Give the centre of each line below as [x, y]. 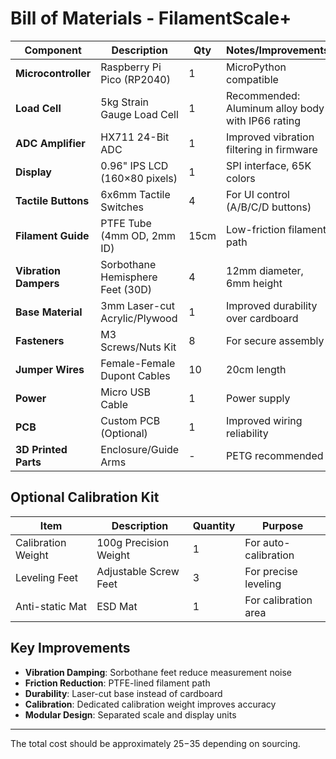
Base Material [49, 312]
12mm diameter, [265, 270]
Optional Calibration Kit [85, 497]
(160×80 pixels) [139, 178]
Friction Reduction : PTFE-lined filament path [117, 683]
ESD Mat [117, 606]
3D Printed [41, 449]
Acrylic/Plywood [139, 318]
